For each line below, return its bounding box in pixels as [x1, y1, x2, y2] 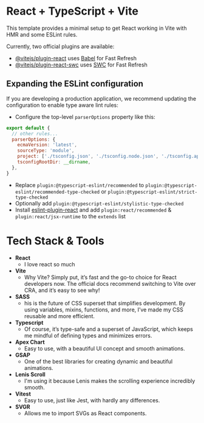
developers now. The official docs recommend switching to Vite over [24, 280, 196, 287]
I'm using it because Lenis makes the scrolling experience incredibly [24, 377, 195, 385]
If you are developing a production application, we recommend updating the [6, 94, 196, 102]
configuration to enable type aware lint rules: [6, 101, 118, 108]
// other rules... [12, 130, 59, 137]
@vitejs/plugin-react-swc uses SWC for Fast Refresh [15, 61, 148, 68]
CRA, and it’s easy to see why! [24, 286, 100, 294]
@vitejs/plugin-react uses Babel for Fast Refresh [15, 54, 137, 62]
